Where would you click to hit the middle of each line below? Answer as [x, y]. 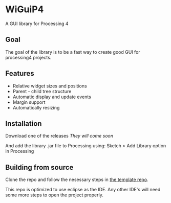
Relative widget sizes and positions [50, 86]
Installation [24, 123]
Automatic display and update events [52, 97]
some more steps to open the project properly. [54, 195]
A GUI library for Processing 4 [37, 24]
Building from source [39, 167]
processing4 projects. [28, 57]
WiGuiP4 [25, 9]
